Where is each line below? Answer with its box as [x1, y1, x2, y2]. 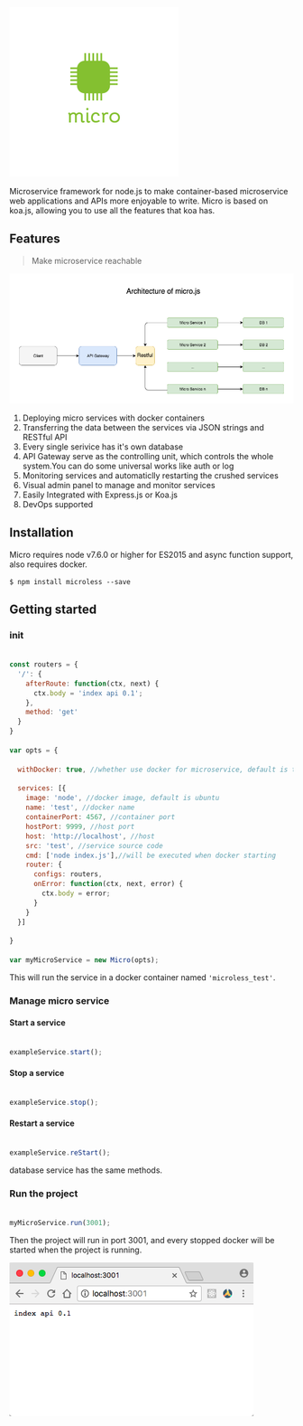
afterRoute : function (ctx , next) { [25, 679, 160, 688]
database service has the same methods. [9, 1165, 163, 1176]
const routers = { [9, 660, 78, 669]
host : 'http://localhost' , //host [25, 831, 155, 841]
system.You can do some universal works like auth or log [22, 460, 234, 471]
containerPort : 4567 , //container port [25, 813, 176, 822]
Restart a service [9, 1118, 75, 1129]
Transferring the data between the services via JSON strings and [22, 421, 264, 432]
